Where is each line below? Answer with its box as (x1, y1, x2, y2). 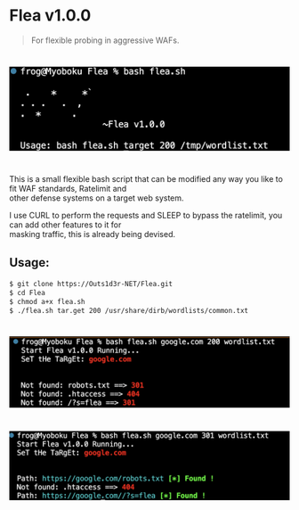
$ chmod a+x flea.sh (9, 298, 86, 307)
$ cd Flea (9, 289, 46, 298)
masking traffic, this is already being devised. (9, 229, 176, 240)
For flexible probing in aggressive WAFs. (30, 35, 180, 45)
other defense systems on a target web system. (9, 193, 184, 203)
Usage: (9, 255, 51, 270)
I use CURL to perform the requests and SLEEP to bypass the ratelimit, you (9, 210, 283, 221)
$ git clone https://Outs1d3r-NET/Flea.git (9, 280, 174, 289)
